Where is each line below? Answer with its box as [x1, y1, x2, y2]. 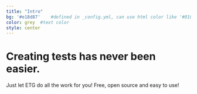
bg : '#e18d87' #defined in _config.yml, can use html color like [6, 14, 177, 20]
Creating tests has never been [6, 50, 156, 63]
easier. [6, 62, 40, 76]
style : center [6, 25, 41, 31]
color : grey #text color [6, 19, 69, 25]
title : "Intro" [6, 8, 43, 15]
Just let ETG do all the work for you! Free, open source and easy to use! [6, 82, 179, 89]
